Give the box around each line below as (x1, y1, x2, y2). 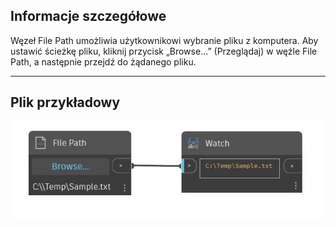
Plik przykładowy (10, 94, 121, 111)
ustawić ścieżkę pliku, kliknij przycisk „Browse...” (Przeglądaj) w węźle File (10, 45, 318, 57)
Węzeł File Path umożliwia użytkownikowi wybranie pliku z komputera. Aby (10, 34, 319, 46)
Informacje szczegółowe (10, 8, 167, 25)
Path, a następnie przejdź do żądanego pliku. (10, 55, 197, 68)
